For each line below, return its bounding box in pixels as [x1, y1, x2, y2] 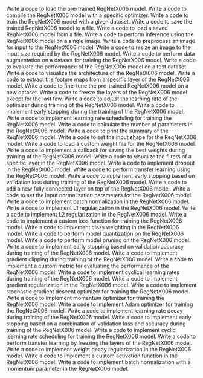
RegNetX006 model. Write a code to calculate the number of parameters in [6, 121, 193, 128]
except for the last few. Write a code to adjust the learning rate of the [6, 95, 178, 102]
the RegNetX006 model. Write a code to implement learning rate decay [6, 307, 183, 314]
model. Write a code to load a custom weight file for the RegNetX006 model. [6, 140, 196, 147]
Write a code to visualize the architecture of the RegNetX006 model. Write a [6, 70, 195, 76]
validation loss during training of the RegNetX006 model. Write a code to [6, 178, 187, 186]
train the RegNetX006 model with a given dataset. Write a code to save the [6, 18, 192, 25]
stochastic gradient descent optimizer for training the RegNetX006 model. [6, 288, 190, 295]
